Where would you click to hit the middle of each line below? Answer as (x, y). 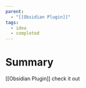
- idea (19, 28)
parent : (15, 11)
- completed (25, 33)
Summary (29, 62)
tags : (12, 22)
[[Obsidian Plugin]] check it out (43, 79)
